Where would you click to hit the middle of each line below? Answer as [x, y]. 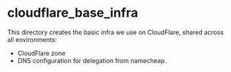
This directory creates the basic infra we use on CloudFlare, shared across [115, 32]
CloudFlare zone [41, 53]
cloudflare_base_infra [73, 13]
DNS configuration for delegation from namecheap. [92, 60]
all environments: [32, 39]
